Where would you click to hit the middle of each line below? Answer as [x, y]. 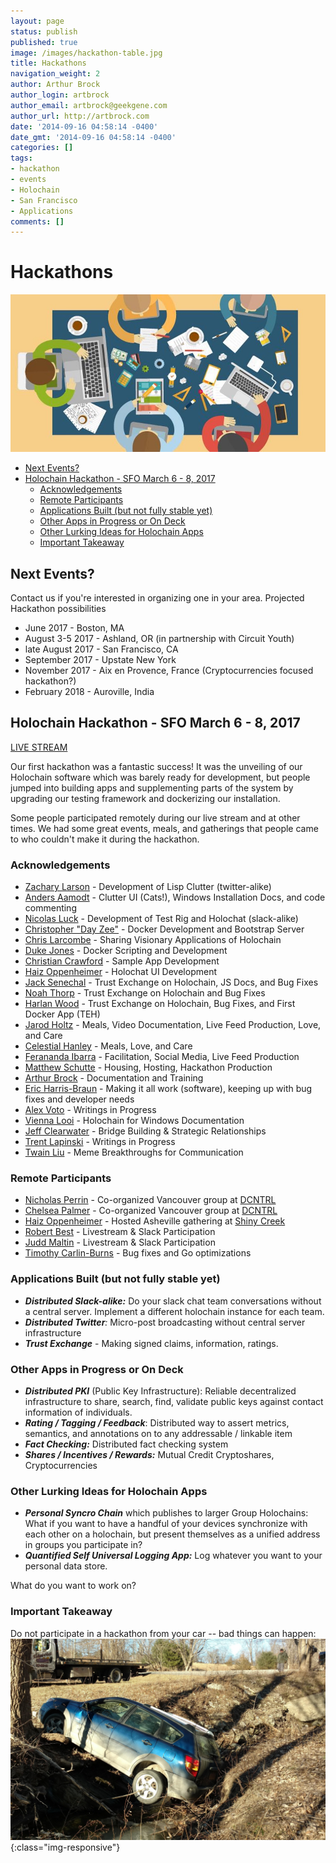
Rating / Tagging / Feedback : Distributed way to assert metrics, [157, 1423]
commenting [50, 908]
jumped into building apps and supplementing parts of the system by [152, 787]
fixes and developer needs [79, 1099]
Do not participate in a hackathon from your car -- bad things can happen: [163, 1633]
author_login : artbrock [60, 95]
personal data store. [66, 1566]
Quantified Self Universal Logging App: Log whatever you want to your [173, 1556]
